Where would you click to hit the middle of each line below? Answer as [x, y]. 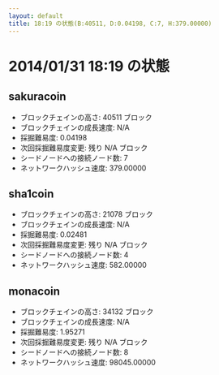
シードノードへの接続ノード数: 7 [74, 157]
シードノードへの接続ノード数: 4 [74, 255]
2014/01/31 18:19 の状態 [89, 66]
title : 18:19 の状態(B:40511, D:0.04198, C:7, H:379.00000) [110, 24]
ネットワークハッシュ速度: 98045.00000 [88, 363]
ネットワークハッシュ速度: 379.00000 [83, 168]
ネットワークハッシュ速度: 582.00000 [84, 265]
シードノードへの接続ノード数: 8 [74, 352]
